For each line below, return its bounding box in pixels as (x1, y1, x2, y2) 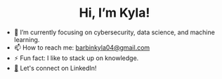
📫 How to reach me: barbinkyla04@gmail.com (13, 43, 150, 52)
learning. (13, 35, 40, 43)
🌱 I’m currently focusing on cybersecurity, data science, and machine (13, 28, 216, 36)
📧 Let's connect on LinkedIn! (13, 64, 97, 72)
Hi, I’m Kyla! (79, 5, 150, 21)
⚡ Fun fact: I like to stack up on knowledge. (13, 54, 139, 62)
